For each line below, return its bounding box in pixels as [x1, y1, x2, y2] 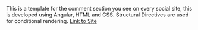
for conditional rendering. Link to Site [6, 18, 97, 24]
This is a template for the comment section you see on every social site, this [6, 5, 192, 12]
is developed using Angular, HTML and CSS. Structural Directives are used [6, 11, 189, 18]
